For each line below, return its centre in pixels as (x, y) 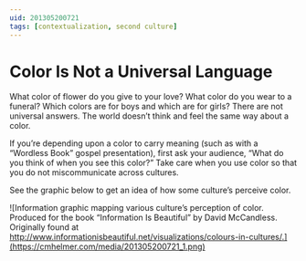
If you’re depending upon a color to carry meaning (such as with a (134, 143)
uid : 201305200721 (44, 18)
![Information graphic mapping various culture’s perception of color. (137, 208)
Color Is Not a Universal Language (141, 72)
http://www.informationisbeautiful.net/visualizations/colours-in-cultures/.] (148, 237)
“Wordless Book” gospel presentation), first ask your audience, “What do (147, 153)
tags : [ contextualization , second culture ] (94, 26)
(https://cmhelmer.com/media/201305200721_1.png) (107, 246)
